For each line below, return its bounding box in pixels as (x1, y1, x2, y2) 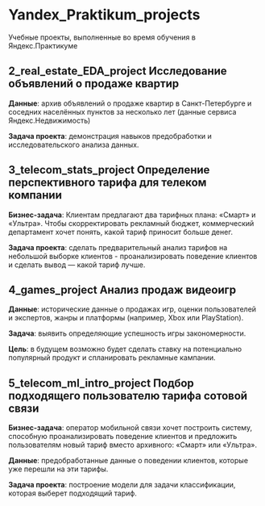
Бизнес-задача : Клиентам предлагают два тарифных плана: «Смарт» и (8, 210, 256, 220)
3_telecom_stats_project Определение (8, 163, 210, 177)
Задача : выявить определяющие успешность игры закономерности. (8, 328, 246, 338)
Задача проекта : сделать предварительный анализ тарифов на (8, 242, 228, 252)
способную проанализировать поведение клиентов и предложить (8, 432, 238, 441)
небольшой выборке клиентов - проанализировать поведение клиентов (8, 251, 258, 261)
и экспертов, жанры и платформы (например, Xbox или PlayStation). (8, 313, 244, 323)
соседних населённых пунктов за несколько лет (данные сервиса (8, 107, 237, 116)
